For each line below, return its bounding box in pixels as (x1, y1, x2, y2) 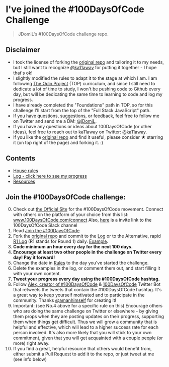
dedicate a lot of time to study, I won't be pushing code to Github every (13, 86, 160, 92)
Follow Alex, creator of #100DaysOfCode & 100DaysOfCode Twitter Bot (13, 281, 161, 287)
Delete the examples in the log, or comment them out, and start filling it (13, 265, 160, 271)
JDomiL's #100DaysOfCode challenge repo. (18, 31, 109, 37)
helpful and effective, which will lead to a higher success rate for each (13, 324, 159, 330)
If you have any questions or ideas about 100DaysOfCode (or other (13, 123, 152, 129)
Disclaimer (6, 45, 40, 54)
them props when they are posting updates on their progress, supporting (13, 313, 164, 320)
